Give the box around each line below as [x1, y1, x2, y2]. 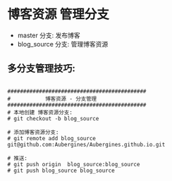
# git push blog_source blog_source [7, 167, 115, 174]
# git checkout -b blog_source [7, 115, 99, 122]
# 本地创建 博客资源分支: [7, 108, 73, 116]
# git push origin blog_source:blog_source [7, 161, 140, 168]
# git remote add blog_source [7, 135, 97, 142]
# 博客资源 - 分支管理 [7, 95, 97, 102]
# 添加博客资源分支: [7, 128, 59, 136]
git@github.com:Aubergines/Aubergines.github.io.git [7, 141, 166, 148]
